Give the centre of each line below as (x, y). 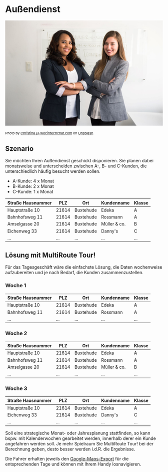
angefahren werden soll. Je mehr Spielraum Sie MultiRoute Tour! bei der (79, 443)
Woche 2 (16, 333)
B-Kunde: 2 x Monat (33, 186)
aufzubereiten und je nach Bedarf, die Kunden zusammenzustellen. (74, 273)
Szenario (19, 149)
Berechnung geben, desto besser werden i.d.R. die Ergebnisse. (70, 449)
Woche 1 (16, 286)
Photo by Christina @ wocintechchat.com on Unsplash (49, 133)
